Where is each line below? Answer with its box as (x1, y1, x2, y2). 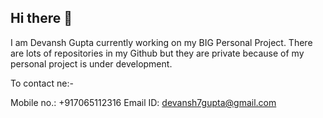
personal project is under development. (10, 57, 173, 70)
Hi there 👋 (10, 10, 73, 27)
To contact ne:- (10, 77, 74, 89)
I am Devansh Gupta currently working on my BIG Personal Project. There (10, 36, 313, 48)
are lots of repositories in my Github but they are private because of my (10, 47, 305, 59)
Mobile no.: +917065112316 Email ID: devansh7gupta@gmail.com (10, 96, 277, 108)
